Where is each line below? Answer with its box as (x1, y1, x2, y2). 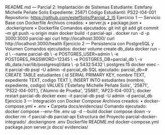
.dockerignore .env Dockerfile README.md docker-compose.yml (27, 119, 159, 125)
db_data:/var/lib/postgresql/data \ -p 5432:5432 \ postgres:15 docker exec (5, 61, 157, 67)
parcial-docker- (125, 114, 158, 119)
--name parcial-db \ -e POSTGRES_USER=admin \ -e (11, 51, 119, 57)
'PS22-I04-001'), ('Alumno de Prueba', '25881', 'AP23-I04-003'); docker (5, 88, 151, 93)
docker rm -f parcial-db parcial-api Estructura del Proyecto (5, 114, 125, 119)
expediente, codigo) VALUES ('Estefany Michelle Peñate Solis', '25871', (5, 82, 149, 88)
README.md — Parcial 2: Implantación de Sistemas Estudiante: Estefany (5, 4, 153, 10)
